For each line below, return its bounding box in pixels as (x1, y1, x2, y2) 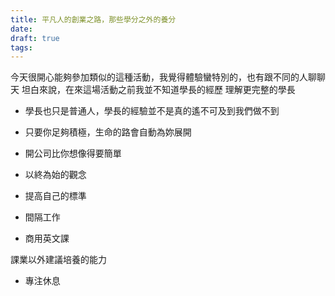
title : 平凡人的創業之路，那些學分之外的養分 (10, 14, 177, 25)
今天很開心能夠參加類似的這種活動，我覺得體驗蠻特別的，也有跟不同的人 (10, 71, 308, 83)
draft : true (10, 33, 60, 43)
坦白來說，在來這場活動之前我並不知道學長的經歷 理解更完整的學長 (21, 84, 296, 96)
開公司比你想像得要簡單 (24, 147, 122, 160)
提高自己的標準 (24, 190, 87, 202)
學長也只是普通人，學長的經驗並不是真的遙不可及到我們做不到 (24, 105, 280, 117)
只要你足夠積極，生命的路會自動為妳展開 (24, 126, 192, 138)
